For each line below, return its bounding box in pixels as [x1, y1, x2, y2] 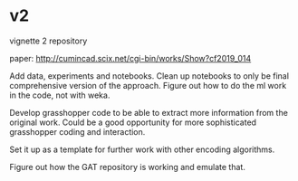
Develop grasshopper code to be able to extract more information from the [9, 107, 288, 118]
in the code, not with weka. [9, 90, 111, 100]
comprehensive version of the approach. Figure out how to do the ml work [9, 80, 287, 90]
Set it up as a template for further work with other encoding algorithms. [9, 144, 275, 155]
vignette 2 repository [9, 35, 88, 46]
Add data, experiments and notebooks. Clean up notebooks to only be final [9, 70, 290, 81]
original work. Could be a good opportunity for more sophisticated [9, 117, 256, 128]
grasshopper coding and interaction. [9, 126, 146, 137]
